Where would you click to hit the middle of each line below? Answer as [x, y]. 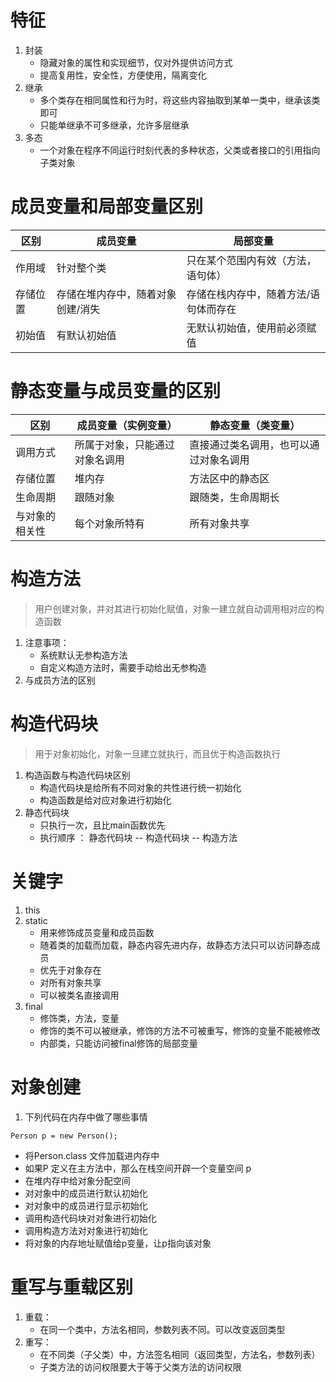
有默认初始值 [86, 335]
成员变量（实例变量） [127, 425]
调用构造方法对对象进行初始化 [86, 1230]
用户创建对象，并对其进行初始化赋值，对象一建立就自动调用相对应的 [175, 608]
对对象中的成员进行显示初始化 [86, 1205]
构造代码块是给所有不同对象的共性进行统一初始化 [140, 787]
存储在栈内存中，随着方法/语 [253, 294]
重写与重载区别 [72, 1287]
